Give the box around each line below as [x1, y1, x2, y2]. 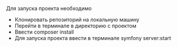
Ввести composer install [14, 28, 74, 35]
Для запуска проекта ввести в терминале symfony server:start [14, 35, 171, 41]
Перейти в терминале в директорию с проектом [14, 23, 137, 29]
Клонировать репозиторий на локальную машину [14, 16, 139, 23]
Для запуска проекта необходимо [6, 5, 92, 12]
